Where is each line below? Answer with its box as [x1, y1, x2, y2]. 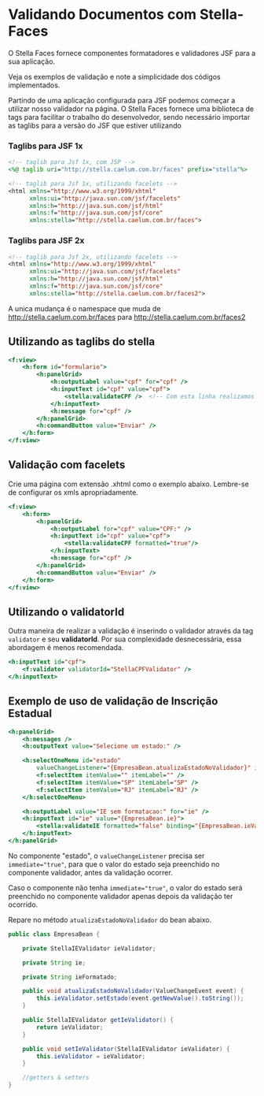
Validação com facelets [8, 459, 126, 472]
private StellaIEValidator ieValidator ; [22, 944, 156, 953]
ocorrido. [8, 900, 38, 909]
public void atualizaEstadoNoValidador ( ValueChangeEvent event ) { [22, 987, 244, 995]
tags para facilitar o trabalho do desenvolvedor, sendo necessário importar [8, 112, 251, 121]
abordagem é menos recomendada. [8, 643, 124, 652]
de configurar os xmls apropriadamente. [8, 487, 139, 497]
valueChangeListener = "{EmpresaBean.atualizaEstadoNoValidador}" [36, 764, 251, 772]
